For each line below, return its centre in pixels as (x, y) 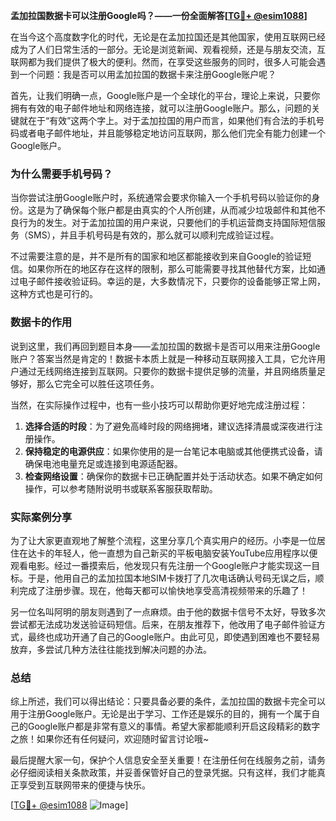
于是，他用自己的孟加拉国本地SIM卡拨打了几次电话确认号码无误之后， (171, 578)
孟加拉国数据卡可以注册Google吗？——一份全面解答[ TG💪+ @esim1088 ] (159, 15)
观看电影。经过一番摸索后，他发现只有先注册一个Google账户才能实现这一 (161, 565)
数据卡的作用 (41, 322)
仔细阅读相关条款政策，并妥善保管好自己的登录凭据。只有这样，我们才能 (167, 773)
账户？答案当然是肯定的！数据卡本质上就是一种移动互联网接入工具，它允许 (163, 358)
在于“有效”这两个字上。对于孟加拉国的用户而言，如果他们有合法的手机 (172, 120)
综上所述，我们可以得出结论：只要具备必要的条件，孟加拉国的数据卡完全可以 (168, 701)
